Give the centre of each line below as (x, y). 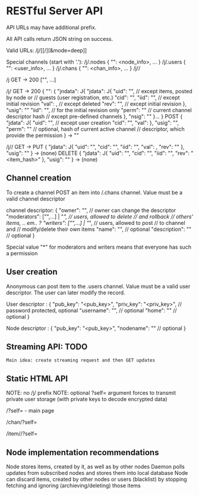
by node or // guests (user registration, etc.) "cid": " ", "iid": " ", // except (93, 97)
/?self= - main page (30, 411)
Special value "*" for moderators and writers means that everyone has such (99, 247)
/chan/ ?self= (22, 422)
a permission (22, 253)
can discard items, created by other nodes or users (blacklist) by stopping (97, 479)
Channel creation (39, 178)
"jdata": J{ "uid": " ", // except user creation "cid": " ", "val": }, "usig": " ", (93, 122)
